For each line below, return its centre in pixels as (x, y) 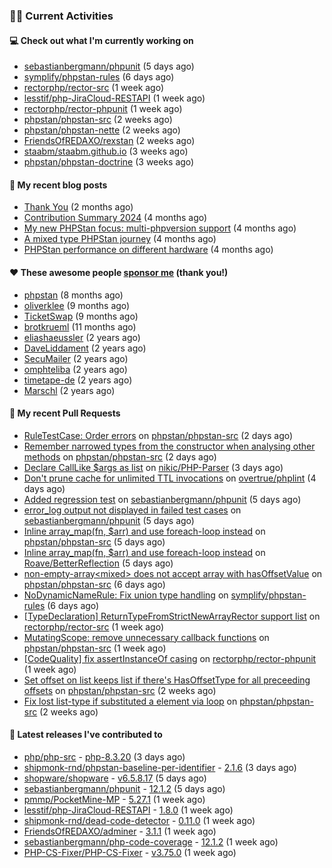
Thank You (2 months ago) (78, 207)
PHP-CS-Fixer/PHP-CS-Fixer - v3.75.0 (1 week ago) (130, 852)
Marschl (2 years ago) (69, 390)
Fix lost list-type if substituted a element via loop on (130, 701)
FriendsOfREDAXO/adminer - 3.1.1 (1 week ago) (120, 831)
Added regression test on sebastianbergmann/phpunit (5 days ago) (162, 499)
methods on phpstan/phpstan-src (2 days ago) (120, 456)
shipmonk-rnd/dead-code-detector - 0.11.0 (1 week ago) (139, 820)
